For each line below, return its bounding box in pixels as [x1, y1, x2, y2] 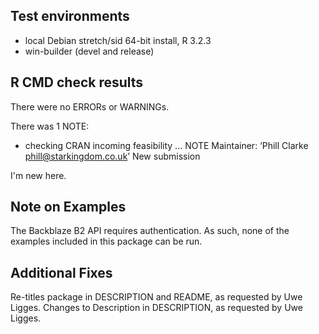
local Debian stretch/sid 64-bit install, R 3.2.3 [24, 34, 212, 46]
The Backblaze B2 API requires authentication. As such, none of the [10, 225, 290, 237]
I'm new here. [10, 169, 67, 181]
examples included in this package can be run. [10, 235, 203, 248]
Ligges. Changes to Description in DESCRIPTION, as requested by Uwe [10, 302, 303, 314]
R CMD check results [10, 74, 144, 91]
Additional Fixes [10, 264, 113, 281]
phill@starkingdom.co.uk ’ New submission [24, 150, 201, 162]
